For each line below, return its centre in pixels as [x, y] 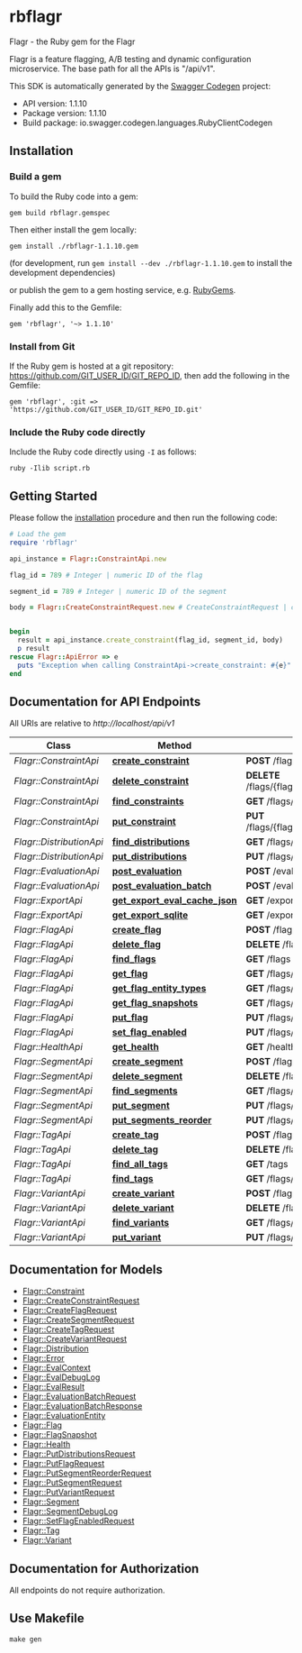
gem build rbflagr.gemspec [60, 213]
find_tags [133, 1179]
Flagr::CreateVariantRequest [75, 1339]
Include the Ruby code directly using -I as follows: [103, 452]
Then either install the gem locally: [73, 229]
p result [34, 649]
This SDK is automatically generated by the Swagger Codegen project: [140, 86]
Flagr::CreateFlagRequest [70, 1311]
